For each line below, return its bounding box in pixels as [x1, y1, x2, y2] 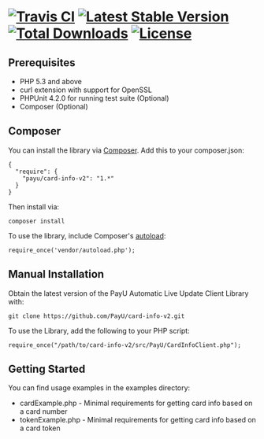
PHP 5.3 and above [19, 77, 83, 86]
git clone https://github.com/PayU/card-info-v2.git [8, 312, 185, 320]
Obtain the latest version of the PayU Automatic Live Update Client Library [8, 288, 249, 298]
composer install [8, 217, 65, 225]
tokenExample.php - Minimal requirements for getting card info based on [19, 415, 256, 425]
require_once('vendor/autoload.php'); [8, 246, 136, 254]
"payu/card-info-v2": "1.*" [22, 174, 114, 183]
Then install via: [8, 201, 60, 212]
